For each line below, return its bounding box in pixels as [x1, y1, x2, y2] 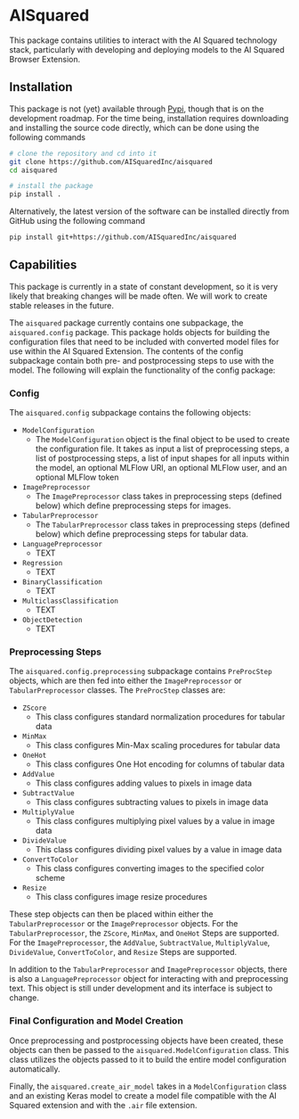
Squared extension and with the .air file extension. [9, 1099, 198, 1110]
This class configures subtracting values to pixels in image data [35, 797, 269, 808]
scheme [35, 873, 65, 884]
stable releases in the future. [9, 300, 114, 310]
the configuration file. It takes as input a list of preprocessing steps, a [35, 443, 290, 455]
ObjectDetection [21, 616, 83, 625]
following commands [9, 131, 86, 143]
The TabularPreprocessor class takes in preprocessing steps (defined [35, 519, 290, 531]
